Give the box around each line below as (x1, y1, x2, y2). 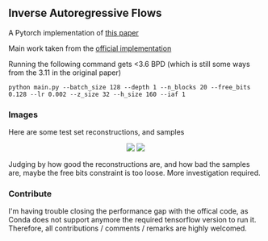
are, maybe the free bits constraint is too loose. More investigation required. (8, 168, 261, 178)
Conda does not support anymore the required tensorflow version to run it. (8, 215, 257, 225)
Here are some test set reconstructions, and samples (8, 127, 185, 137)
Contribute (8, 189, 52, 200)
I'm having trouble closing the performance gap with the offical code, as (8, 206, 249, 216)
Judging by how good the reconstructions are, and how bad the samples (8, 160, 250, 169)
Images (8, 109, 39, 120)
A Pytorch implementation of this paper (8, 27, 139, 37)
